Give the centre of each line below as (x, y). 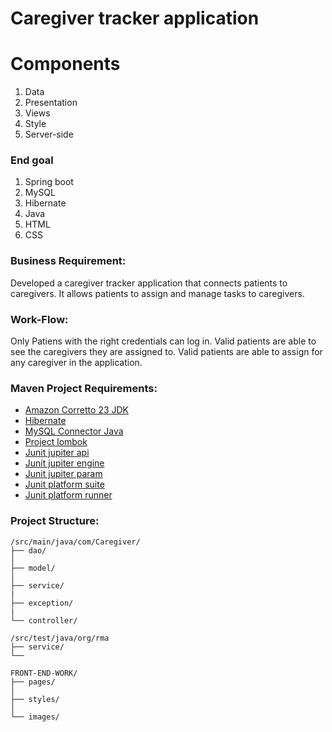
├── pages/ (33, 682)
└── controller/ (44, 620)
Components (65, 64)
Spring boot (49, 182)
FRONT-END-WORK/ (44, 673)
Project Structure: (55, 521)
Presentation (51, 103)
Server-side (49, 134)
